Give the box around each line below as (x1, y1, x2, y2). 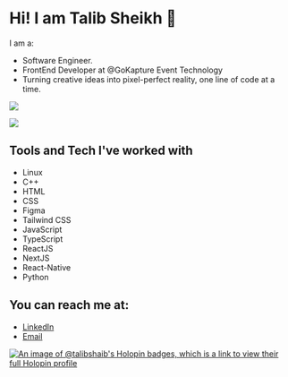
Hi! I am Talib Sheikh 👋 (9, 8, 177, 29)
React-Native (21, 261, 72, 272)
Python (21, 271, 49, 282)
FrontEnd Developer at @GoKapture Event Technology (21, 64, 224, 75)
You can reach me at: (9, 297, 130, 313)
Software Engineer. (21, 55, 93, 65)
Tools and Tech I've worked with (9, 143, 194, 159)
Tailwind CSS (21, 214, 72, 225)
